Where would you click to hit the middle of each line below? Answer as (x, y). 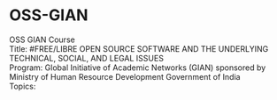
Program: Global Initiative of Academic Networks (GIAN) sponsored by (138, 68)
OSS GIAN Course (42, 39)
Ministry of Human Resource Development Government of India (125, 76)
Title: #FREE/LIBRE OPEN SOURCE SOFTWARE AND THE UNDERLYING (139, 48)
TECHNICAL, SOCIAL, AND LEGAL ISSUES (86, 58)
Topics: (23, 86)
